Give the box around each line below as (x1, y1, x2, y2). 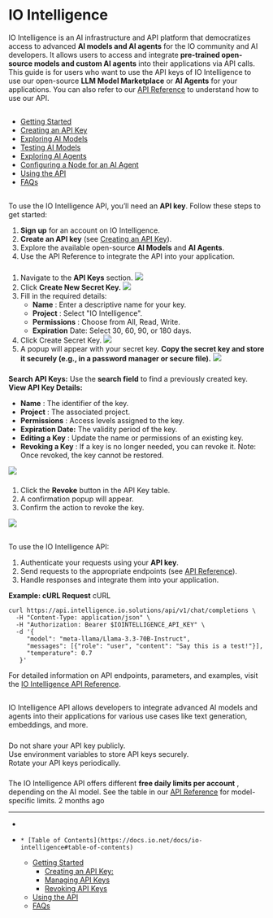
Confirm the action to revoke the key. (19, 503, 145, 513)
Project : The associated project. (19, 407, 131, 417)
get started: (8, 209, 47, 219)
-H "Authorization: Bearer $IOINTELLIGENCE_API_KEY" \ (15, 620, 206, 628)
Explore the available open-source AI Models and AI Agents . (19, 243, 225, 252)
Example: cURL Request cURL (8, 590, 111, 600)
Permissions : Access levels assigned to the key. (19, 415, 185, 425)
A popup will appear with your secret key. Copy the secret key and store (19, 343, 265, 353)
